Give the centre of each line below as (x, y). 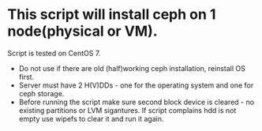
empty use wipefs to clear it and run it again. (91, 118)
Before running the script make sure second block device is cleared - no (136, 102)
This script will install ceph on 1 (112, 15)
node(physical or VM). (83, 31)
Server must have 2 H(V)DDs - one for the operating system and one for (136, 85)
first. (26, 77)
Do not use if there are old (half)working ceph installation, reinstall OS (132, 68)
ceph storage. (41, 93)
